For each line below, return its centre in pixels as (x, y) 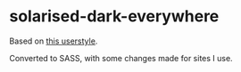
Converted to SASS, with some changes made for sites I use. (121, 58)
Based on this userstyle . (54, 41)
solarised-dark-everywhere (114, 16)
